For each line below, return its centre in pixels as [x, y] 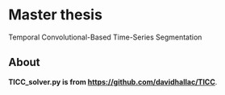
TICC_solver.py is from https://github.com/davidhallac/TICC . [113, 81]
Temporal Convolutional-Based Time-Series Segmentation [105, 37]
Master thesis [56, 15]
